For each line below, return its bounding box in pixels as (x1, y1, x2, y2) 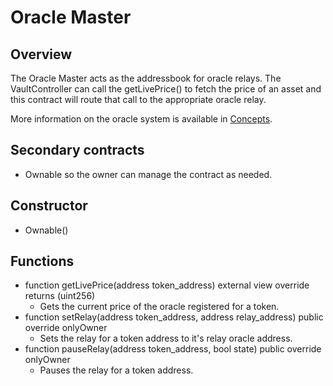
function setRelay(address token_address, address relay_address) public (24, 311, 324, 323)
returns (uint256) (24, 290, 96, 302)
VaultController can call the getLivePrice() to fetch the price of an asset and (10, 83, 322, 95)
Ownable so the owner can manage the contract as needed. (24, 168, 273, 180)
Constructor (10, 197, 88, 215)
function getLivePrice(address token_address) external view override (24, 279, 310, 291)
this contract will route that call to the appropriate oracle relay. (10, 94, 267, 105)
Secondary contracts (10, 142, 145, 159)
